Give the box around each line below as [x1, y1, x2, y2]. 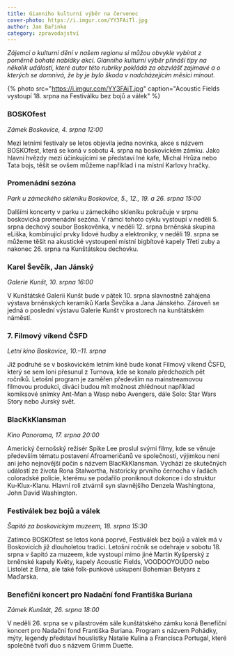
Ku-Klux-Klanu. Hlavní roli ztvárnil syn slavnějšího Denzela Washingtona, [7, 481, 216, 489]
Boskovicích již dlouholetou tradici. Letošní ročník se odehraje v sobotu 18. [7, 543, 221, 551]
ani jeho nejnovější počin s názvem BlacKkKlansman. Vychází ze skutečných [7, 459, 227, 467]
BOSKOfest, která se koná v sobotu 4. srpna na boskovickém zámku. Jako [7, 146, 220, 154]
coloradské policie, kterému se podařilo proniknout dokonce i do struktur [7, 473, 216, 482]
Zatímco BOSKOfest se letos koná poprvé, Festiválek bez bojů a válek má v [7, 535, 223, 544]
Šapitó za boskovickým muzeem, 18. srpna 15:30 [7, 522, 148, 531]
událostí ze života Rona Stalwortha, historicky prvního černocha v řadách [7, 466, 217, 475]
